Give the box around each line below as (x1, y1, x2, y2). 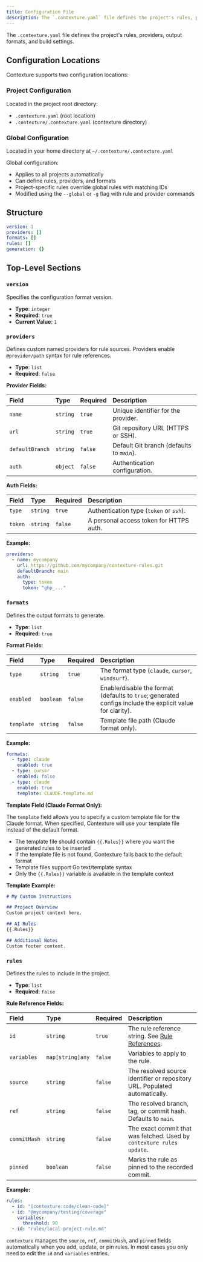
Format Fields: (6, 641, 43, 649)
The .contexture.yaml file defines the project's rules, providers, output (6, 31, 182, 38)
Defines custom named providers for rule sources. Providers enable (6, 346, 175, 353)
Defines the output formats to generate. (6, 612, 105, 619)
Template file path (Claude (100, 716, 176, 724)
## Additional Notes (6, 937, 59, 943)
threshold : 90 (22, 1220, 59, 1226)
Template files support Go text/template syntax (14, 863, 132, 870)
